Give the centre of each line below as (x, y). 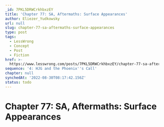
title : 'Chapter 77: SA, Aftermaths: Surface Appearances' (66, 14)
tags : (10, 37)
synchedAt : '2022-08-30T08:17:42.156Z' (46, 78)
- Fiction (19, 55)
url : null (15, 23)
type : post (16, 32)
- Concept (19, 46)
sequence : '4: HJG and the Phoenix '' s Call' (51, 69)
